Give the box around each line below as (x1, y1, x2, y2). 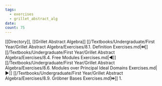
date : (5, 21, 16, 26)
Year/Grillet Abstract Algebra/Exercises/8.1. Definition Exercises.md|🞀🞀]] (5, 44, 148, 50)
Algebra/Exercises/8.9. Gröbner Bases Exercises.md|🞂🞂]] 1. (5, 75, 122, 81)
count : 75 (5, 25, 25, 30)
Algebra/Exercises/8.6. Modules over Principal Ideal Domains (5, 65, 128, 71)
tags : (5, 7, 16, 12)
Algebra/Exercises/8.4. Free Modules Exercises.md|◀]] (5, 55, 116, 61)
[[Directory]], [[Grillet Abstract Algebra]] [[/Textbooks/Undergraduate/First (5, 39, 155, 44)
